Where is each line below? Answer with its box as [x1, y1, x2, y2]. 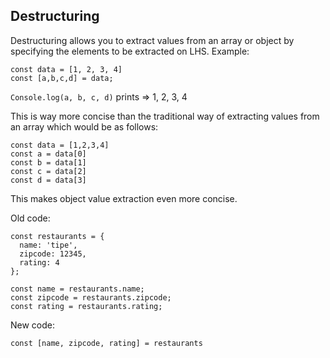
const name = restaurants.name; [10, 284, 145, 294]
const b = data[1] [10, 157, 87, 168]
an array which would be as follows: [10, 120, 159, 133]
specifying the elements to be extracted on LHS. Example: [10, 45, 250, 57]
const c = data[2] [10, 166, 87, 176]
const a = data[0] [10, 149, 87, 159]
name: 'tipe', [19, 240, 78, 250]
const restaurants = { [10, 231, 105, 241]
